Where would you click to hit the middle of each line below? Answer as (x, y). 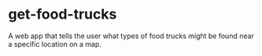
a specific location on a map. (55, 44)
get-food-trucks (63, 14)
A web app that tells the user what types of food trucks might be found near (131, 36)
